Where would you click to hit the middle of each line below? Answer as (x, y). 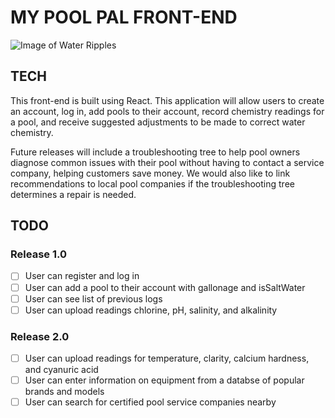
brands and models (64, 392)
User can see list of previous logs (93, 298)
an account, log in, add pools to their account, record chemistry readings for (167, 111)
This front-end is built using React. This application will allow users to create (167, 100)
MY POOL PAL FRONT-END (124, 17)
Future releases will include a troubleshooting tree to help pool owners (155, 152)
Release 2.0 (40, 336)
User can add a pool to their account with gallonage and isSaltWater (165, 287)
